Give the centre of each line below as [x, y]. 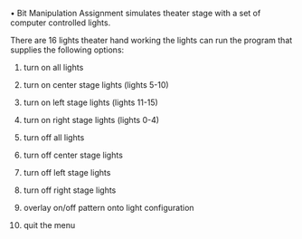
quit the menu [49, 225]
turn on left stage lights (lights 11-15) [91, 102]
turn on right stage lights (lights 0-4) [91, 120]
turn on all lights [53, 67]
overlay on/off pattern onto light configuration [109, 208]
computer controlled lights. [61, 23]
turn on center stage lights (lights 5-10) [96, 85]
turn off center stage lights [73, 155]
